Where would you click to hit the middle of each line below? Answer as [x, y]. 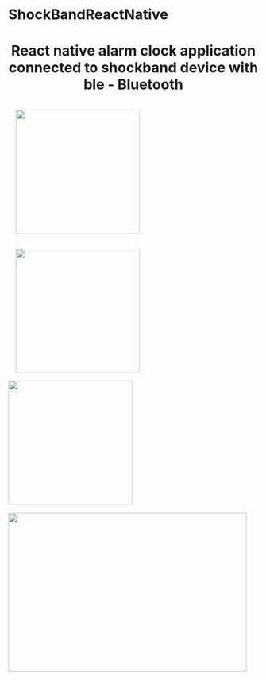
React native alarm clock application [133, 51]
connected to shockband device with [133, 68]
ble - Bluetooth [133, 85]
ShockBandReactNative [88, 15]
